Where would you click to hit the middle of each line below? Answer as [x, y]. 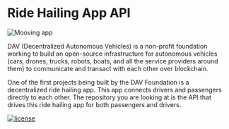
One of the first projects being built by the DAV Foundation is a [98, 82]
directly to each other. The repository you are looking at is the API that [110, 97]
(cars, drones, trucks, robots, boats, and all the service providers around [113, 61]
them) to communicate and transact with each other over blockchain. [108, 68]
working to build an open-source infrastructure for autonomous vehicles [112, 54]
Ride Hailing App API [69, 13]
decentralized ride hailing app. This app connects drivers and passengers [114, 90]
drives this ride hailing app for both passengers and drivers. [94, 104]
